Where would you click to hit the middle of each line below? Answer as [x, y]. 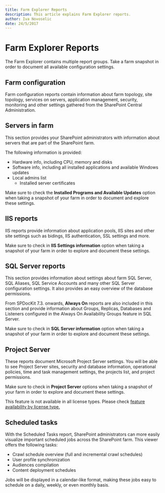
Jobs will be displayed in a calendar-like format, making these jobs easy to [81, 480]
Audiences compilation [35, 465]
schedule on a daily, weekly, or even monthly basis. [57, 485]
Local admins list [29, 178]
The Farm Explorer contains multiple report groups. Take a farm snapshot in [82, 62]
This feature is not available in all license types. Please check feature [75, 402]
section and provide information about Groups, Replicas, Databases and [78, 309]
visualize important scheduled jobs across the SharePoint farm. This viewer [82, 440]
